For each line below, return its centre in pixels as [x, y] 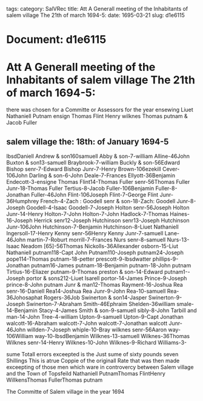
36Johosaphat [24, 297]
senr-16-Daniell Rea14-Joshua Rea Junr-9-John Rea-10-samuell [86, 291]
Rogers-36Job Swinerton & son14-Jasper [95, 297]
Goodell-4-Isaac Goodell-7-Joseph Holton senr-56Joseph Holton [108, 207]
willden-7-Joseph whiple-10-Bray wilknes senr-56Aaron [97, 330]
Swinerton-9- [165, 297]
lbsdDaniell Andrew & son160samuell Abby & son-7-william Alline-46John [98, 156]
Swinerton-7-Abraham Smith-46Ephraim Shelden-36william [101, 304]
